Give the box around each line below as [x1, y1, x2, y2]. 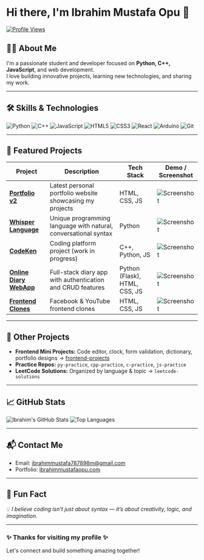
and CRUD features [49, 283, 105, 292]
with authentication [49, 276, 105, 284]
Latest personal [49, 181, 94, 190]
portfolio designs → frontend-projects [15, 354, 110, 362]
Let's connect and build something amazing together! [6, 547, 140, 554]
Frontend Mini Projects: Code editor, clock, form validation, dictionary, [15, 348, 192, 355]
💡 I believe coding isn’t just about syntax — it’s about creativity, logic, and [6, 505, 192, 513]
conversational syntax [49, 229, 113, 238]
